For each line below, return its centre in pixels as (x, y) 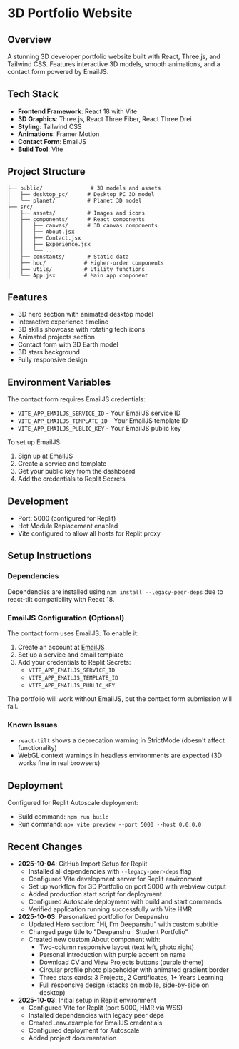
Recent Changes (45, 846)
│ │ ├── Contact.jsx (44, 238)
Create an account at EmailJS (61, 648)
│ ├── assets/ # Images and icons (76, 213)
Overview (30, 40)
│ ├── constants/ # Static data (68, 257)
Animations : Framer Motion (59, 134)
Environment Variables (59, 382)
